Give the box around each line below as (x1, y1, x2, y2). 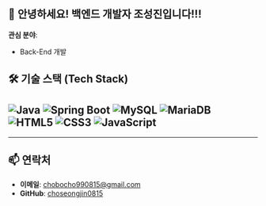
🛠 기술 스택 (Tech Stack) (8, 72, 129, 86)
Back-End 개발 (19, 47, 67, 56)
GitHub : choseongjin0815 (19, 189, 104, 198)
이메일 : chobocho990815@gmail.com (19, 179, 141, 189)
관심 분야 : (8, 30, 38, 40)
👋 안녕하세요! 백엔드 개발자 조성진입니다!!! (8, 7, 202, 21)
